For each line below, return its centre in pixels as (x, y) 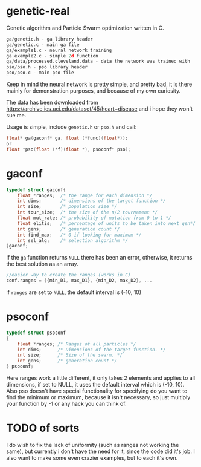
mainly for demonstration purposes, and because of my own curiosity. (94, 91)
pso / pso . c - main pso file (40, 73)
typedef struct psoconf (36, 333)
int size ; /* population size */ (67, 207)
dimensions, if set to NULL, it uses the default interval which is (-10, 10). (95, 385)
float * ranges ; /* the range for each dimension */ (85, 195)
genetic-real (38, 11)
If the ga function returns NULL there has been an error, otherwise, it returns (99, 258)
